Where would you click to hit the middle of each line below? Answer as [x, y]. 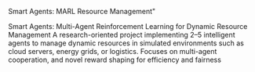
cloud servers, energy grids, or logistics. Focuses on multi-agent [113, 51]
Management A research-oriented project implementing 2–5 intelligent [122, 35]
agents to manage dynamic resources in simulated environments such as [126, 43]
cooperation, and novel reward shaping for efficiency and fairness [115, 59]
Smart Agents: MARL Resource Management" [82, 11]
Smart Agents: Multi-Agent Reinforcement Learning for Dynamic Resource [128, 26]
